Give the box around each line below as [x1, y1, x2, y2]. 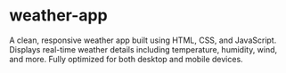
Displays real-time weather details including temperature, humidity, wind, [9, 44, 278, 54]
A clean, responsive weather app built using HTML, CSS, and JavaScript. [9, 35, 277, 45]
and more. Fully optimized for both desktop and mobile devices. [9, 53, 243, 64]
